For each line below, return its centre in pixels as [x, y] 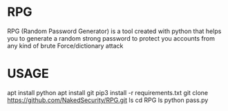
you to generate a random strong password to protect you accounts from [111, 38]
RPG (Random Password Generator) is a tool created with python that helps [114, 31]
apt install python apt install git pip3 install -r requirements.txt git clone [108, 92]
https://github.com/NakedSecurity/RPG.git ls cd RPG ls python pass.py [108, 100]
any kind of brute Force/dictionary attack [65, 46]
